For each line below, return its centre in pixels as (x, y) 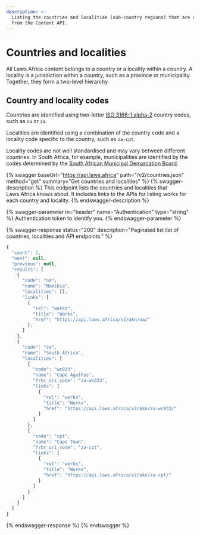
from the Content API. (40, 23)
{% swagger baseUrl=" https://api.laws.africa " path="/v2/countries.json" (95, 175)
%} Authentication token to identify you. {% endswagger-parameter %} (94, 218)
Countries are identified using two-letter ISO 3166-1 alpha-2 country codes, (99, 115)
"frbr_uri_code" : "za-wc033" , (70, 381)
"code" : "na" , (40, 281)
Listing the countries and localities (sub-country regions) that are (101, 17)
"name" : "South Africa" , (53, 353)
